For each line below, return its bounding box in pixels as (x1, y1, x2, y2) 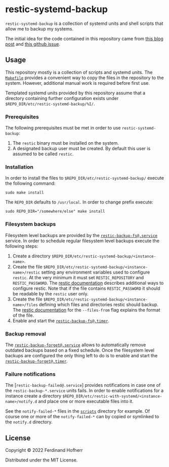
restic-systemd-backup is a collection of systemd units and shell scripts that (5, 20, 163, 26)
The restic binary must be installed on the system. (12, 140, 119, 146)
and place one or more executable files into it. (38, 398, 134, 405)
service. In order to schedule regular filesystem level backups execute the (5, 238, 159, 244)
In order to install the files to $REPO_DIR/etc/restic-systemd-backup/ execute (5, 175, 164, 181)
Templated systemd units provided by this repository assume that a (5, 90, 146, 96)
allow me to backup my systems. (5, 25, 74, 31)
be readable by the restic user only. (12, 290, 89, 296)
